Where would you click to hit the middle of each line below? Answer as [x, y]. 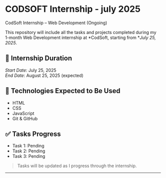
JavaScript [23, 113]
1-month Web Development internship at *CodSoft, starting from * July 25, [81, 37]
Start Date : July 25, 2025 [31, 70]
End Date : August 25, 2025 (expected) [44, 75]
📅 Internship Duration [39, 58]
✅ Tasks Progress [33, 134]
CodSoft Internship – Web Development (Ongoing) [56, 23]
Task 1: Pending [28, 146]
